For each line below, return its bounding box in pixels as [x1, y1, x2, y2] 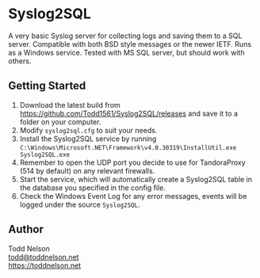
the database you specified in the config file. [19, 183, 166, 192]
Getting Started [8, 79, 86, 93]
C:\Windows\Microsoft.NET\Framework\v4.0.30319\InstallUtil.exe [19, 143, 237, 151]
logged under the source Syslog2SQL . [19, 200, 140, 209]
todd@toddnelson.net [8, 252, 79, 261]
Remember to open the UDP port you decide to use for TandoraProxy [19, 158, 246, 167]
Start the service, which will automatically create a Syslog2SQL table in [19, 174, 252, 184]
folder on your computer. [19, 116, 101, 127]
